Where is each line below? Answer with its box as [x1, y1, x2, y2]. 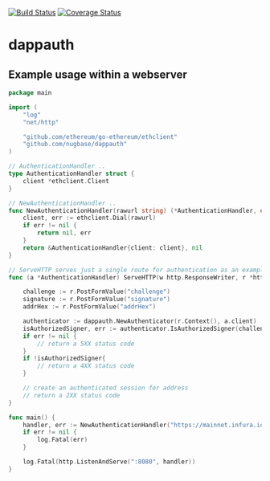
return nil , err [37, 229, 92, 237]
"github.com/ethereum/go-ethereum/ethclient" [22, 132, 178, 141]
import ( [8, 103, 38, 112]
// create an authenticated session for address [22, 384, 189, 392]
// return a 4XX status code [37, 362, 135, 370]
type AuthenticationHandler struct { [8, 169, 135, 177]
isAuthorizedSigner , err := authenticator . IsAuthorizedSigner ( [22, 324, 239, 332]
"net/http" [22, 118, 59, 126]
